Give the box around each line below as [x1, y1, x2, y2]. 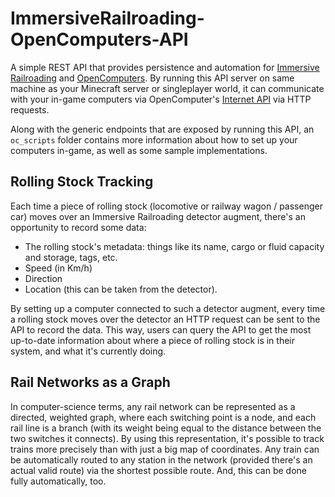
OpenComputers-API [10, 28, 189, 51]
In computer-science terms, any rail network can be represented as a [10, 400, 296, 412]
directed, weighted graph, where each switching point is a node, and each [10, 411, 317, 423]
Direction [24, 272, 63, 284]
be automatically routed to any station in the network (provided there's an [10, 453, 313, 466]
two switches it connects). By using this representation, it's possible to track [10, 432, 325, 444]
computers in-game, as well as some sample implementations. [10, 144, 268, 156]
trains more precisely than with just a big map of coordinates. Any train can [10, 443, 320, 455]
